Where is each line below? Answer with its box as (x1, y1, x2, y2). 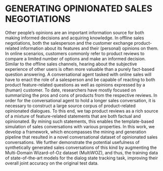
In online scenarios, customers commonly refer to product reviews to (5, 50, 145, 57)
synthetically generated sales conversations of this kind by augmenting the (5, 144, 157, 150)
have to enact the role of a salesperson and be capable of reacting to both (5, 77, 156, 83)
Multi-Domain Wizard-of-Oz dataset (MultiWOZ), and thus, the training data (5, 149, 158, 155)
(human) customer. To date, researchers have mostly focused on (5, 87, 136, 93)
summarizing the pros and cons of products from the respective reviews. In (5, 92, 158, 98)
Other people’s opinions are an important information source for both (5, 29, 144, 35)
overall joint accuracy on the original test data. (5, 160, 99, 166)
